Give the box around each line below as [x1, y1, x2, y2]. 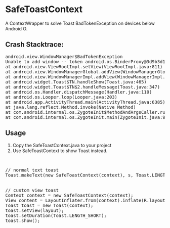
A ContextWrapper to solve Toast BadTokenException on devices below [5, 20, 155, 26]
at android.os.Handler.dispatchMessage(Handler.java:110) [5, 89, 152, 95]
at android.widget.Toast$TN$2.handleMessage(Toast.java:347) [5, 84, 160, 89]
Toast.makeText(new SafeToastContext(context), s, [5, 172, 134, 178]
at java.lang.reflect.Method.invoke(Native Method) [5, 104, 137, 110]
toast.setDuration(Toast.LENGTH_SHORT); [5, 212, 107, 218]
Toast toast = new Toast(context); [5, 202, 94, 208]
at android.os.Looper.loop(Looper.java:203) [5, 94, 118, 100]
